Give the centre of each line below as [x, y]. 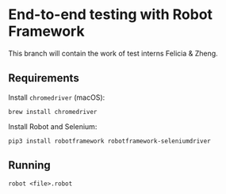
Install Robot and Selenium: [53, 126]
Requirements [44, 78]
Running [30, 165]
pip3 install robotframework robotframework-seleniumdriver [110, 141]
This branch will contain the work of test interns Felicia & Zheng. [113, 53]
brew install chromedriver [53, 112]
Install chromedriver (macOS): [57, 97]
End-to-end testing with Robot [110, 15]
